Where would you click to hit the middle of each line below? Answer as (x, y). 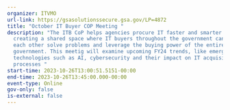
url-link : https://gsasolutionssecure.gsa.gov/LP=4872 (87, 20)
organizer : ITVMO (32, 13)
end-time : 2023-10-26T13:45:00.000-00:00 (67, 77)
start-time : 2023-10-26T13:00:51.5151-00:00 (72, 70)
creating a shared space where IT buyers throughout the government (113, 39)
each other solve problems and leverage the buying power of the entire (119, 45)
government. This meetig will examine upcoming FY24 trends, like (110, 52)
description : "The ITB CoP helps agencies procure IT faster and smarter (115, 32)
